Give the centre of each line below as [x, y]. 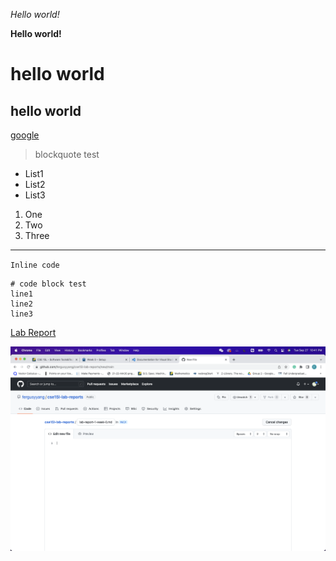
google [25, 135]
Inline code [35, 265]
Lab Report [33, 332]
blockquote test [67, 154]
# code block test [48, 284]
